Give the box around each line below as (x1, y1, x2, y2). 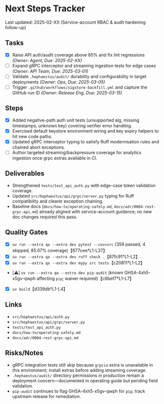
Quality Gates (5, 228, 48, 236)
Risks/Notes (5, 349, 43, 357)
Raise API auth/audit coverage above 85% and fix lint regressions (12, 52, 145, 58)
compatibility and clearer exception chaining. (12, 198, 104, 204)
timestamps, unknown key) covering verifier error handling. (12, 123, 133, 129)
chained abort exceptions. (12, 144, 65, 150)
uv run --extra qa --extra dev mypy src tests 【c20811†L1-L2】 (12, 260, 145, 266)
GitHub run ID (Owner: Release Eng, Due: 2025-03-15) (12, 90, 123, 96)
